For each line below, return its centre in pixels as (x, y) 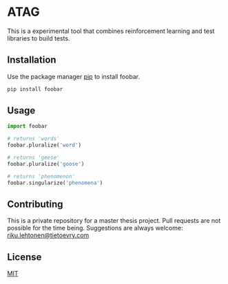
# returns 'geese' (33, 158)
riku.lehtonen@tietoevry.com (48, 235)
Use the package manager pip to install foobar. (73, 76)
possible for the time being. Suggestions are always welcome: (95, 228)
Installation (32, 60)
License (24, 257)
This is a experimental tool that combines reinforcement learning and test (111, 31)
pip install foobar (35, 89)
